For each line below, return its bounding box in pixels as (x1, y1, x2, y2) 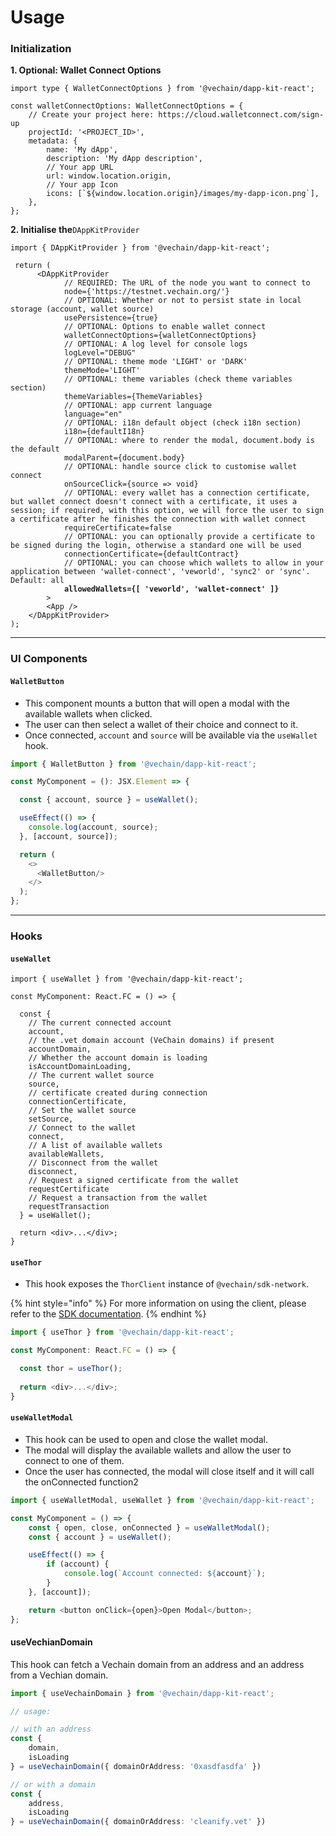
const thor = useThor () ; (19, 1364, 123, 1374)
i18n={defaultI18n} (63, 427, 145, 437)
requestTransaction (28, 1202, 110, 1212)
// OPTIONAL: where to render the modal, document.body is (63, 436, 315, 446)
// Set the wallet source (28, 1106, 137, 1116)
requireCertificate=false (63, 523, 172, 533)
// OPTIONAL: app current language (63, 401, 213, 411)
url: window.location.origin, (46, 171, 172, 181)
